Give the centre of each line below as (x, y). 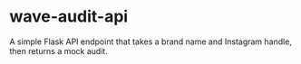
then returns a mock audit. (59, 50)
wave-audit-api (69, 17)
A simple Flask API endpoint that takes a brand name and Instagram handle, (151, 41)
